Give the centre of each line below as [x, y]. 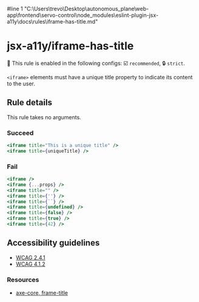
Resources [23, 280]
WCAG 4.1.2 [30, 264]
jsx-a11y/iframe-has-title [70, 46]
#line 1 [15, 9]
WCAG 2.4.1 [30, 257]
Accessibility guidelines [53, 243]
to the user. [21, 84]
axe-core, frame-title [42, 293]
